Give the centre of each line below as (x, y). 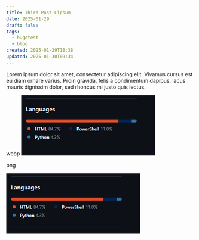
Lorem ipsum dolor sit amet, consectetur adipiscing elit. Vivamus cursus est (99, 74)
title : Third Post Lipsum (38, 13)
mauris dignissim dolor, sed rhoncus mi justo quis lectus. (76, 87)
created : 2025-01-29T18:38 (40, 51)
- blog (20, 44)
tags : (13, 32)
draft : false (22, 25)
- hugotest (25, 38)
